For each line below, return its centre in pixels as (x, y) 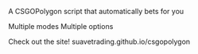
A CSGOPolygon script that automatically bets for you (96, 11)
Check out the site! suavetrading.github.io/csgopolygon (99, 41)
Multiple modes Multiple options (61, 26)
